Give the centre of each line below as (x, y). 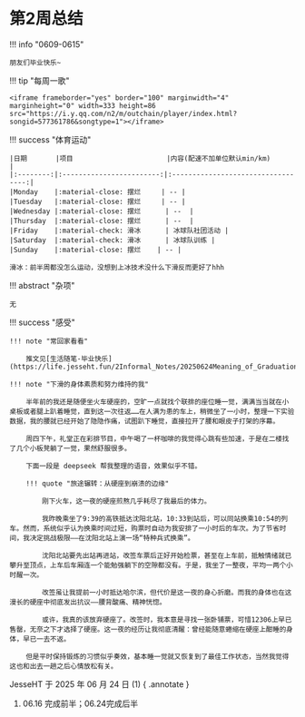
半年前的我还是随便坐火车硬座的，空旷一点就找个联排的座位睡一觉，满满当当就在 (154, 402)
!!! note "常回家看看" (49, 341)
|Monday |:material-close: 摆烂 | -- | (98, 192)
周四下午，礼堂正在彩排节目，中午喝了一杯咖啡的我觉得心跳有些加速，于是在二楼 (154, 438)
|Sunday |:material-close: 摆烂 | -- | (95, 250)
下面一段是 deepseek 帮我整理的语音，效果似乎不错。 (114, 466)
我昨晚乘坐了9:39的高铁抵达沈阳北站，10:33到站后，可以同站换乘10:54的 (162, 518)
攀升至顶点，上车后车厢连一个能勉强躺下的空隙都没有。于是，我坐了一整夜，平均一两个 (148, 565)
